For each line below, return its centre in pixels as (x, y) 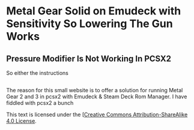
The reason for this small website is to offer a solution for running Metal (95, 90)
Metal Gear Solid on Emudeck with (94, 11)
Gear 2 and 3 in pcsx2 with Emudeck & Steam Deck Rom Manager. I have (97, 96)
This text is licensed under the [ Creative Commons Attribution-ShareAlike (97, 114)
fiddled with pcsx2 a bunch (40, 103)
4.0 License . (22, 121)
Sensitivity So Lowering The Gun (89, 24)
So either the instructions (38, 73)
